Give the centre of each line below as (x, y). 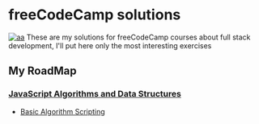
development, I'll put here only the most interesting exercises (110, 45)
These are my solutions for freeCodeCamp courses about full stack (138, 37)
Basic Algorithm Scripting (62, 111)
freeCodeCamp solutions (95, 15)
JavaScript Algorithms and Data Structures (95, 94)
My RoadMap (42, 71)
